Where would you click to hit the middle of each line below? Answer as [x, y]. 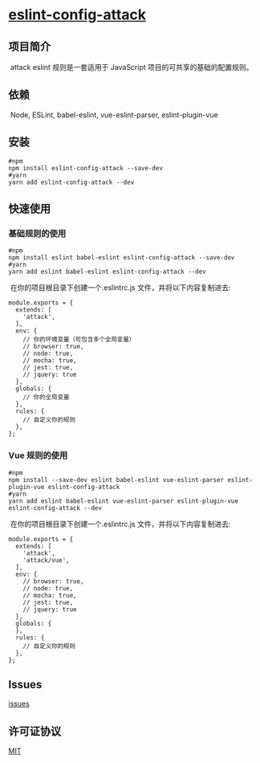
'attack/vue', [46, 560]
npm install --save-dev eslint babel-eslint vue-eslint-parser [116, 479]
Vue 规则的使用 [38, 455]
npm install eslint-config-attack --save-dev [85, 168]
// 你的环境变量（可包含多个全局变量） [79, 340]
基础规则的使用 [37, 233]
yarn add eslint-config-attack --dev [71, 182]
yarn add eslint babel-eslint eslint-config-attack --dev [107, 272]
